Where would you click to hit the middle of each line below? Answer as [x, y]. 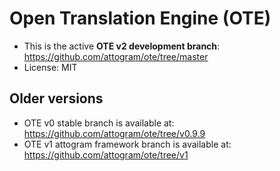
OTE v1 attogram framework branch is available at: [127, 144]
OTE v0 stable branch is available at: [99, 123]
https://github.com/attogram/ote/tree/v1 [106, 154]
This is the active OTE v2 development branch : [122, 46]
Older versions [56, 98]
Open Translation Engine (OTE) [140, 18]
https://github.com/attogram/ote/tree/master [116, 56]
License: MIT [50, 67]
